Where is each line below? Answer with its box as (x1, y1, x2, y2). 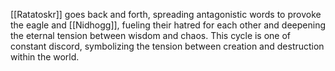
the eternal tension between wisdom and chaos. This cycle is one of (10, 30, 292, 41)
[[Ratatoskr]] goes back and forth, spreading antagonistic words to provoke (10, 9, 322, 20)
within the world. (10, 51, 80, 63)
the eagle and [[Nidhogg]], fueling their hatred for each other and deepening (10, 19, 326, 31)
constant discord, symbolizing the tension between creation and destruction (10, 40, 325, 52)
